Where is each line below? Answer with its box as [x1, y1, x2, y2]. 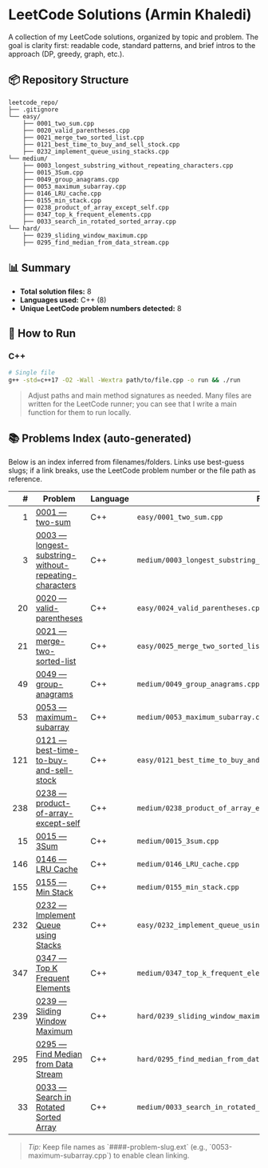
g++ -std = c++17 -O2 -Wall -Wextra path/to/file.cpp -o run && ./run [8, 376, 241, 385]
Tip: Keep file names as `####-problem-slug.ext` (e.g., [27, 1142, 208, 1151]
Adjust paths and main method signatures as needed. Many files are [27, 390, 252, 400]
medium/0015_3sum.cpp [136, 836, 219, 846]
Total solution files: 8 [19, 286, 92, 296]
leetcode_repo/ [8, 98, 59, 106]
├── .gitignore [8, 106, 59, 114]
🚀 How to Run [8, 326, 77, 340]
